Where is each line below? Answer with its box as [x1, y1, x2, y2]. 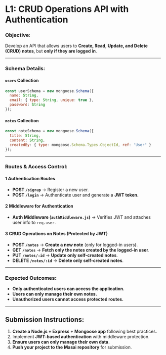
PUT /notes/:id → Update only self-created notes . [12, 253, 118, 258]
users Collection [5, 78, 39, 83]
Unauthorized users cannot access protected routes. [12, 296, 124, 303]
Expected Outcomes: [5, 275, 57, 282]
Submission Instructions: [5, 315, 84, 324]
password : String [9, 102, 45, 107]
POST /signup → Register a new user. [12, 187, 89, 193]
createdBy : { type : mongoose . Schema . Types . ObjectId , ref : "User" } [9, 142, 152, 147]
